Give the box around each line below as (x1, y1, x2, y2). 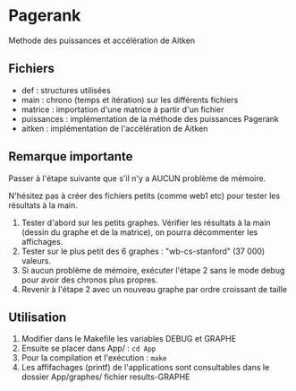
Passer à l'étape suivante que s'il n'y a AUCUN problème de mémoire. (8, 172, 266, 184)
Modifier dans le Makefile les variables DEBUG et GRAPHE (21, 334, 237, 344)
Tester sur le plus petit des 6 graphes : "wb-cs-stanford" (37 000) (21, 246, 266, 256)
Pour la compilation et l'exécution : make (21, 352, 167, 363)
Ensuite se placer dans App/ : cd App (21, 343, 156, 354)
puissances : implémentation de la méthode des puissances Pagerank (21, 113, 279, 124)
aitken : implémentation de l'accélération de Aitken (21, 123, 208, 134)
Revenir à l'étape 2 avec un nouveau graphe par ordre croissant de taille (21, 283, 288, 294)
